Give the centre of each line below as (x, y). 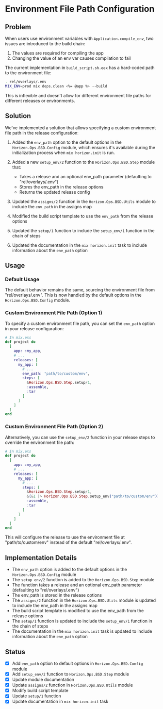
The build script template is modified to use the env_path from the (78, 611)
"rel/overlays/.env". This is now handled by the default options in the (73, 295)
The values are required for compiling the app (58, 53)
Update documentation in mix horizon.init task (60, 701)
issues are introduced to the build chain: (45, 44)
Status (15, 652)
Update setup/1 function (37, 696)
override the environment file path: (40, 442)
